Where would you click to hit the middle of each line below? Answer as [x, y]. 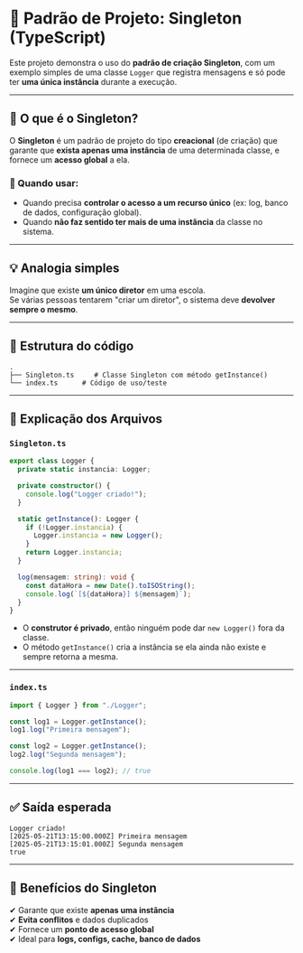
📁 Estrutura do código [72, 346]
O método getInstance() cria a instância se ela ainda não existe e [144, 647]
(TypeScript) [58, 37]
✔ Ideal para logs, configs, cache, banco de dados [105, 939]
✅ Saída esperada [60, 808]
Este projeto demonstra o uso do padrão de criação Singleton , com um [142, 62]
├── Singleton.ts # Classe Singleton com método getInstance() [139, 375]
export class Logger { [52, 461]
